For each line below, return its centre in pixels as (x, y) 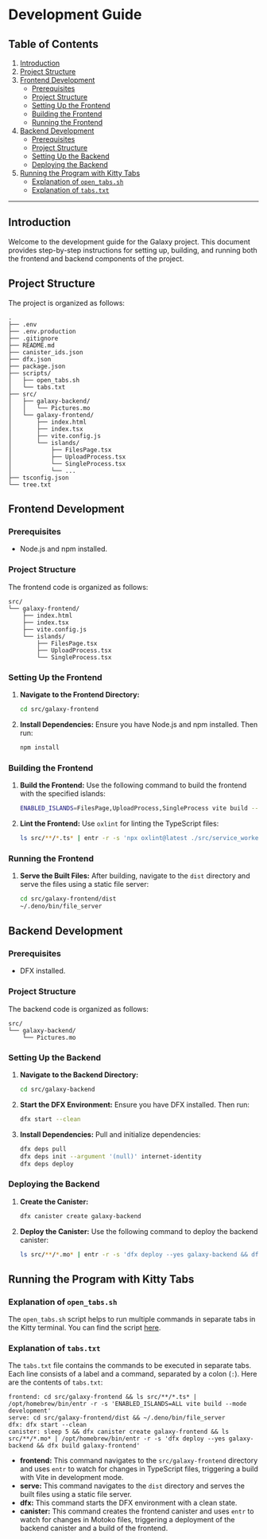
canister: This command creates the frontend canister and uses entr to (137, 1511)
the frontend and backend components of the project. (96, 258)
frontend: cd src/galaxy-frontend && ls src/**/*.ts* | (103, 1397)
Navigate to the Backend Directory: (79, 1075)
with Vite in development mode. (72, 1478)
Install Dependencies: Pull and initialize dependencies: (110, 1134)
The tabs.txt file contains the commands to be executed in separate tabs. (130, 1365)
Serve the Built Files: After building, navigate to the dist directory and (135, 876)
